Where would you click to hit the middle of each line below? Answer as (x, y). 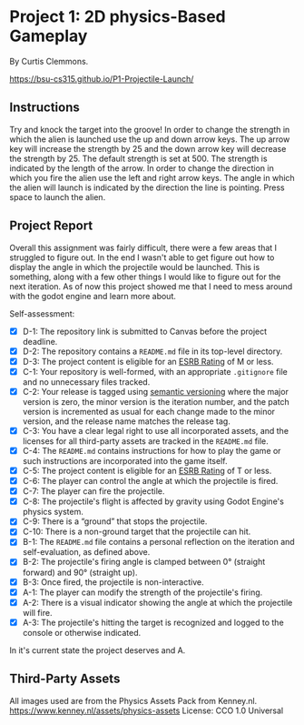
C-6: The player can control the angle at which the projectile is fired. (150, 481)
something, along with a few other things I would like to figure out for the (145, 277)
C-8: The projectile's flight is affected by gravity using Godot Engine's (153, 501)
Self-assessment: (42, 313)
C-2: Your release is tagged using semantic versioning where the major (155, 391)
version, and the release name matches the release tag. (127, 421)
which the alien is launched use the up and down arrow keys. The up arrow (150, 139)
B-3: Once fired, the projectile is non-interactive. (113, 582)
